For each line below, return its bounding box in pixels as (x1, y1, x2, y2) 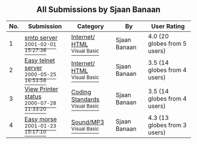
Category (77, 22, 104, 30)
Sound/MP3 (71, 118, 104, 126)
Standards (71, 95, 100, 103)
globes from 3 (148, 120, 187, 129)
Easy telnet (24, 56, 55, 64)
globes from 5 (148, 39, 187, 48)
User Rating (151, 22, 185, 30)
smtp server (24, 34, 58, 42)
